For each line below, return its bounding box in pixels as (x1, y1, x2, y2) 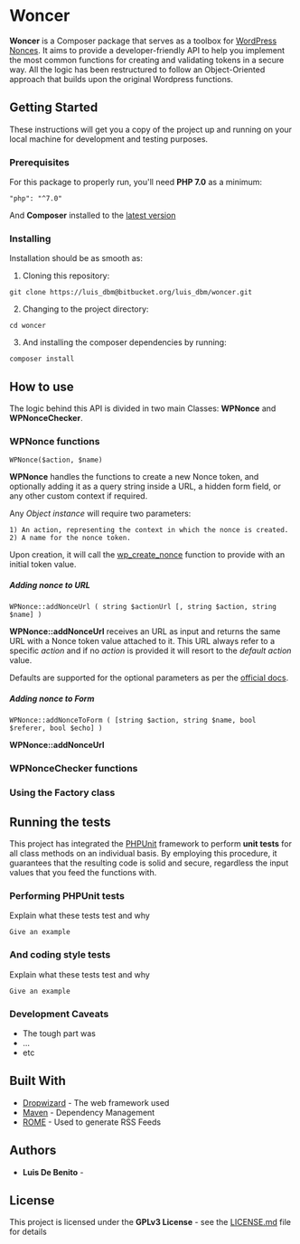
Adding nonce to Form (9, 693, 95, 705)
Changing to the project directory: (22, 304, 149, 314)
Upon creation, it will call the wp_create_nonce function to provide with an (9, 549, 286, 560)
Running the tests (9, 814, 111, 829)
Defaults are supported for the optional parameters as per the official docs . (9, 672, 289, 683)
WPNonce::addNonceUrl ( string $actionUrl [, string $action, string (9, 603, 277, 612)
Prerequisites (9, 155, 70, 168)
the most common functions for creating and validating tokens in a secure (9, 54, 285, 65)
